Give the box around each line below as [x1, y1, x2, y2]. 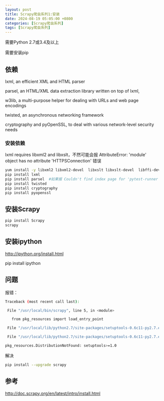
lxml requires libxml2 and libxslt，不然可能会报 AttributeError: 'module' [5, 152, 146, 158]
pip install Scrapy [5, 218, 45, 223]
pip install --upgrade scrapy [5, 362, 67, 367]
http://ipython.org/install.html [5, 251, 64, 257]
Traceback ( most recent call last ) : [5, 299, 80, 304]
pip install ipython [5, 260, 41, 266]
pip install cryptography [5, 186, 58, 191]
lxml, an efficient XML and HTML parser [5, 79, 85, 84]
